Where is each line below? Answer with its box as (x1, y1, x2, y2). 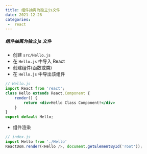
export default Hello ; (5, 114, 54, 120)
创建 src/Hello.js (12, 52, 51, 58)
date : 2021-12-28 (5, 12, 42, 17)
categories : (5, 17, 31, 22)
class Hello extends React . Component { (5, 90, 90, 96)
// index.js (5, 135, 31, 140)
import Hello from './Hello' (5, 139, 67, 144)
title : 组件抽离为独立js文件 (5, 7, 60, 13)
